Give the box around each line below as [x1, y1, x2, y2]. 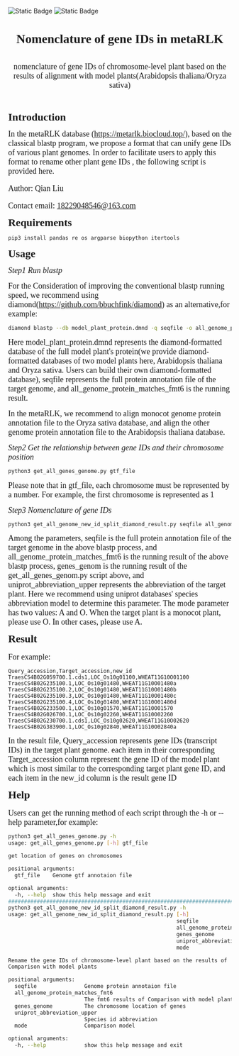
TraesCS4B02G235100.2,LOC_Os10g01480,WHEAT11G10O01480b [8, 687, 177, 694]
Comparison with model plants [8, 963, 98, 971]
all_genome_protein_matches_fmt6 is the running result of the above [8, 552, 229, 562]
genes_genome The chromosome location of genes [14, 1002, 187, 1010]
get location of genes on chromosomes [8, 852, 123, 860]
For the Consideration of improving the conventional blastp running [8, 281, 225, 291]
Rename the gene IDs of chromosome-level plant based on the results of [8, 957, 228, 964]
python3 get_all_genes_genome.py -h [8, 833, 116, 840]
